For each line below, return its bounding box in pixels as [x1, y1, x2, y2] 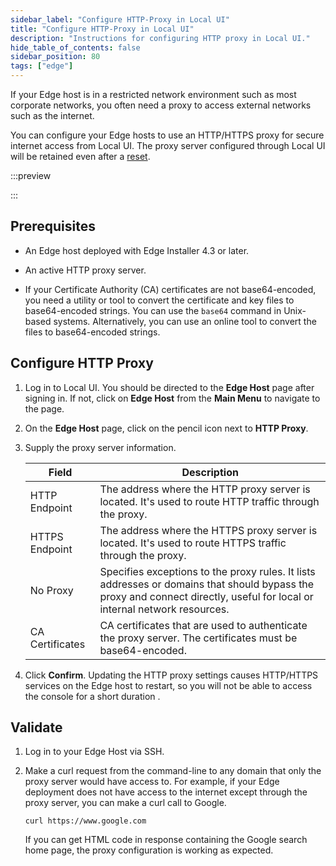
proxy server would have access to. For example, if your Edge [24, 776, 280, 788]
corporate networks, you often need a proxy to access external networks [10, 99, 312, 111]
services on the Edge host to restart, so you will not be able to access [24, 679, 313, 691]
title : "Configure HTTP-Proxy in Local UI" [10, 24, 195, 34]
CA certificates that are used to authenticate [99, 618, 308, 632]
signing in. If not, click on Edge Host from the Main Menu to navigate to [24, 392, 321, 404]
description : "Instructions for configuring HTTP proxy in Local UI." [10, 33, 311, 43]
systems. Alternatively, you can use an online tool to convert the [53, 315, 317, 327]
